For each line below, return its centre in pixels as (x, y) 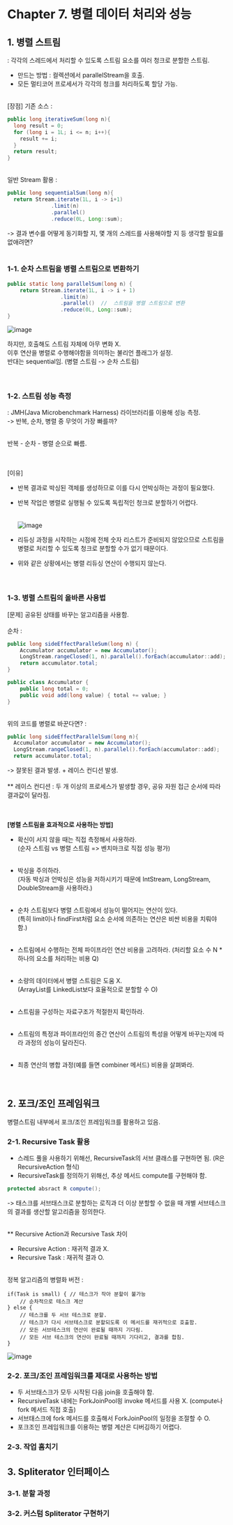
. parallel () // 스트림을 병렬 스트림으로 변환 (123, 303)
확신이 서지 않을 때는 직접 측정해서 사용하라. (77, 840)
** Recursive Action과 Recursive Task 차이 (67, 1234)
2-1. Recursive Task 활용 (49, 1141)
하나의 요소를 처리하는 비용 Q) (58, 959)
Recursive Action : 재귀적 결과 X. (63, 1249)
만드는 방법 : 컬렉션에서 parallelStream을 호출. (81, 75)
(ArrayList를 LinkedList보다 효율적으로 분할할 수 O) (88, 989)
